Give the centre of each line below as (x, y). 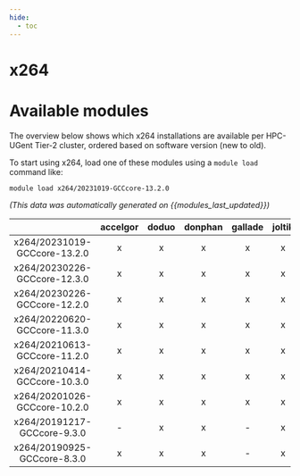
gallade (248, 227)
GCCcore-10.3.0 (53, 381)
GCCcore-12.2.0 (53, 305)
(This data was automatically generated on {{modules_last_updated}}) (140, 205)
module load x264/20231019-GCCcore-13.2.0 (89, 188)
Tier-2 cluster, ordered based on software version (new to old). (150, 145)
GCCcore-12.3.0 (53, 279)
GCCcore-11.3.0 (53, 330)
